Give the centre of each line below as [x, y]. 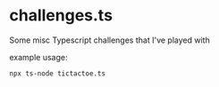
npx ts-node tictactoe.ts [57, 73]
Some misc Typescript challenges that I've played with [109, 40]
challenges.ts [61, 16]
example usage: [38, 57]
